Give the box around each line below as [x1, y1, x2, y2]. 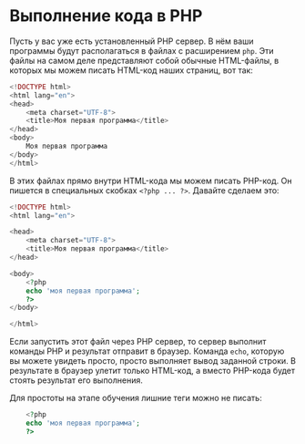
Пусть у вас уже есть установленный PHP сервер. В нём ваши [9, 36, 254, 46]
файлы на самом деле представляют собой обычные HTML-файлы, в [9, 55, 280, 66]
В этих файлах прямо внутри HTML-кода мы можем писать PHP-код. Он [9, 175, 292, 186]
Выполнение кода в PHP [9, 5, 203, 26]
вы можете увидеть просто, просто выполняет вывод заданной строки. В [9, 356, 296, 367]
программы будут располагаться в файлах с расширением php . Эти [9, 45, 274, 56]
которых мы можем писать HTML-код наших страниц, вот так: [9, 65, 253, 76]
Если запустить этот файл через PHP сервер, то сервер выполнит [9, 336, 267, 347]
